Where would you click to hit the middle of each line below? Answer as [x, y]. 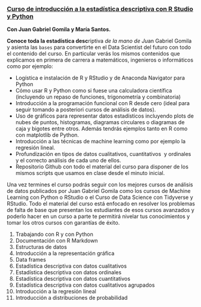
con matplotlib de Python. [47, 135]
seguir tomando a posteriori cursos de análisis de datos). [86, 110]
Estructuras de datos [41, 247]
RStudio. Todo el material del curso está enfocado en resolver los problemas [101, 204]
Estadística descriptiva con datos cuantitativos [73, 279]
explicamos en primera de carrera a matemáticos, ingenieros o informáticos [100, 60]
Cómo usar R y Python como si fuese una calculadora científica [94, 91]
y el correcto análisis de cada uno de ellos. [68, 161]
